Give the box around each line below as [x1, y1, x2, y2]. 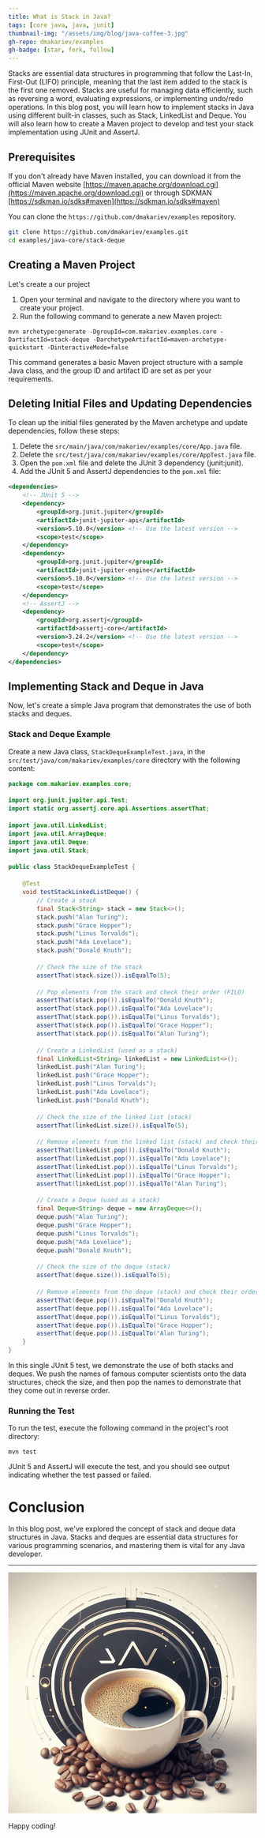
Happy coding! [8, 1821, 57, 1830]
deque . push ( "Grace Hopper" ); [36, 1221, 132, 1230]
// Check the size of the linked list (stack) [36, 1113, 192, 1121]
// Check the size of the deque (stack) [36, 1263, 171, 1271]
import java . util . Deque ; [8, 838, 90, 846]
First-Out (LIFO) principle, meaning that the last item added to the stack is [8, 77, 248, 87]
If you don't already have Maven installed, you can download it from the [8, 171, 241, 181]
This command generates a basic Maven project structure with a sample [8, 357, 243, 366]
